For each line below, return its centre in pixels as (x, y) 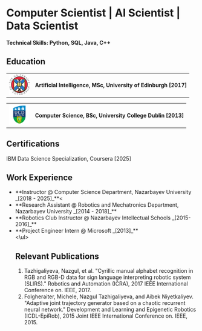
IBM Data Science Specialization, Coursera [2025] (69, 158)
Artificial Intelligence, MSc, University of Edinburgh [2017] (111, 85)
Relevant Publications (57, 256)
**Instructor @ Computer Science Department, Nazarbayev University (103, 192)
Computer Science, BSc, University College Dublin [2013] (110, 115)
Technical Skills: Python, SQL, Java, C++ (58, 42)
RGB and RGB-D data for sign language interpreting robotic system (107, 277)
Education (26, 62)
